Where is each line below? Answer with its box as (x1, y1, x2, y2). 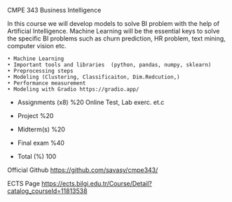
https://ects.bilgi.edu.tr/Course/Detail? (41, 180, 152, 187)
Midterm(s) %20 (17, 125, 65, 134)
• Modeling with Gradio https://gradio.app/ (7, 86, 139, 93)
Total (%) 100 (17, 152, 57, 160)
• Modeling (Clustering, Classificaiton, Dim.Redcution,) (7, 73, 180, 80)
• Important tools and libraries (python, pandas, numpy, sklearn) (7, 62, 212, 68)
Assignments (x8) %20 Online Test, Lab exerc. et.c (17, 98, 165, 106)
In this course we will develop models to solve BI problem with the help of (7, 20, 219, 27)
